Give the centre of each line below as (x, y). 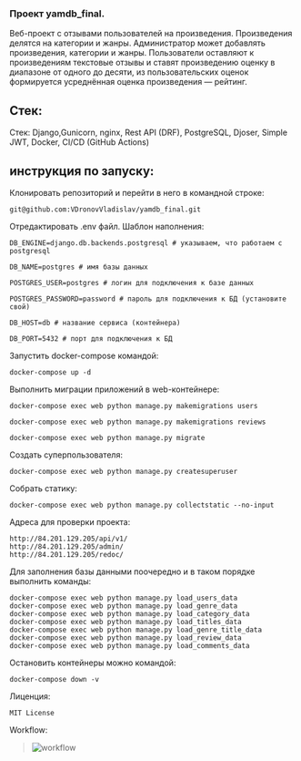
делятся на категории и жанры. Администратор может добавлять (138, 43)
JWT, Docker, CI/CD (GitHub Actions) (80, 142)
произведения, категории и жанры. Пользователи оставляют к (132, 53)
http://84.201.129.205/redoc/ (67, 554)
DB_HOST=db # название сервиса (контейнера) (95, 323)
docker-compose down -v (55, 679)
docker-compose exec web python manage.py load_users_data (124, 598)
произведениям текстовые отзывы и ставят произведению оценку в (142, 63)
